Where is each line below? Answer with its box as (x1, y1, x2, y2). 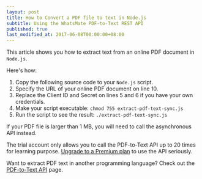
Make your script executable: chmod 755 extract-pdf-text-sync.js (15, 104, 184, 112)
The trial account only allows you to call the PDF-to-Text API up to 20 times (6, 141, 196, 148)
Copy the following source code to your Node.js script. (15, 79, 154, 86)
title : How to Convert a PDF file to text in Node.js (6, 15, 147, 21)
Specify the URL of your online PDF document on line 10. (15, 85, 159, 92)
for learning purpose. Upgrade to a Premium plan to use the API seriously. (6, 148, 193, 155)
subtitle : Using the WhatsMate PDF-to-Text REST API (6, 20, 144, 26)
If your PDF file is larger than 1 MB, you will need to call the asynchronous (6, 123, 192, 130)
